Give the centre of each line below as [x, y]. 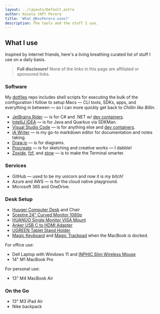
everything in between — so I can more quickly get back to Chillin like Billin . [80, 108]
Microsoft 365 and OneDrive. [41, 186]
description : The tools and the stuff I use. [51, 23]
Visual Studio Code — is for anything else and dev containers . [73, 127]
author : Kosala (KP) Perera [33, 14]
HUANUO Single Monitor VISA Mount [49, 220]
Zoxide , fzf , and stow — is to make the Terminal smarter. [68, 153]
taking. [19, 138]
